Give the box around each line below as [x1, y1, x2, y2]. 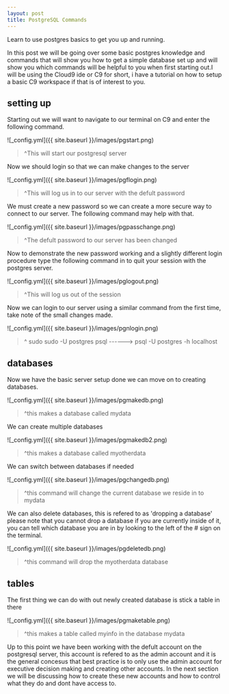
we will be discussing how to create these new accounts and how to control [7, 671, 221, 680]
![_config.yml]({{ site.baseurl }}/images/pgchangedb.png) [7, 476, 170, 484]
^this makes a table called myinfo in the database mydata [23, 629, 185, 637]
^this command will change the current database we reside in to [23, 489, 204, 497]
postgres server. [7, 264, 53, 272]
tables [7, 578, 35, 589]
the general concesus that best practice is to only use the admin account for [7, 657, 222, 665]
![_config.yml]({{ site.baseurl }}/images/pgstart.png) [7, 136, 154, 144]
